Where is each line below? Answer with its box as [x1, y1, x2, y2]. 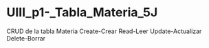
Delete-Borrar [6, 34, 46, 42]
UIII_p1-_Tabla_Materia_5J [6, 5, 158, 20]
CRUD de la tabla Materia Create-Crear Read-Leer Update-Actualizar [6, 27, 202, 35]
